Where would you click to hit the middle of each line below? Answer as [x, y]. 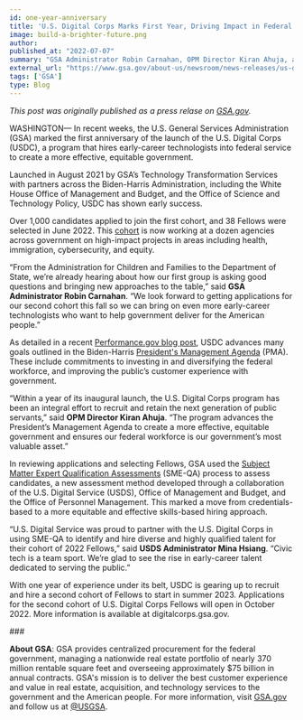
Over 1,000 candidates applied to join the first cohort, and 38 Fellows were [148, 220]
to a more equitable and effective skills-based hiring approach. [151, 511]
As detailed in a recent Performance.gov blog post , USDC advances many [147, 342]
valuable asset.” [39, 446]
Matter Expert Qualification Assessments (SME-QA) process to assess [140, 473]
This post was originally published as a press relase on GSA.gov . [130, 110]
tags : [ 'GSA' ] [36, 77]
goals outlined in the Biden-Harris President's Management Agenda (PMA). [149, 351]
